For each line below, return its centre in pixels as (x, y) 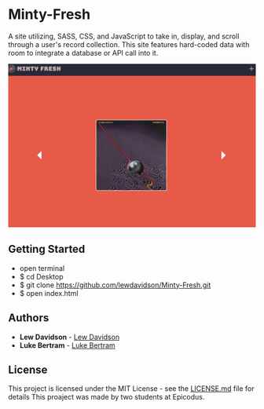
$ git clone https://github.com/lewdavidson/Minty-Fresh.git (115, 285)
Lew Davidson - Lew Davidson (70, 337)
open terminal (42, 268)
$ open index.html (49, 293)
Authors (29, 318)
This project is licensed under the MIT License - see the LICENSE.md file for (131, 389)
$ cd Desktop (41, 276)
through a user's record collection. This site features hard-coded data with (129, 44)
